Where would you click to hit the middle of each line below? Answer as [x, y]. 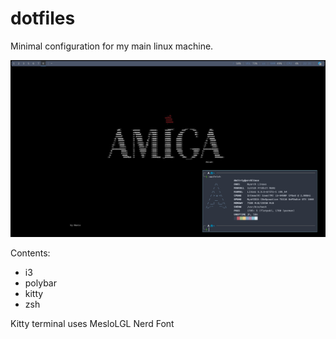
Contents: [30, 253]
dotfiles [43, 18]
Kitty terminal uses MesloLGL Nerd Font [92, 323]
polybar [40, 283]
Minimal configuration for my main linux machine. [112, 46]
